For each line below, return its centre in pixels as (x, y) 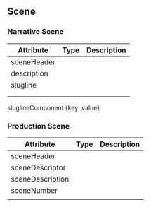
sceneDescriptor (38, 167)
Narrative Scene (36, 32)
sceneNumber (34, 190)
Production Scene (39, 126)
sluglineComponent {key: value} (54, 107)
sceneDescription (40, 179)
